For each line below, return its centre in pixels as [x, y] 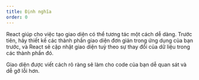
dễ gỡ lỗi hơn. [23, 71]
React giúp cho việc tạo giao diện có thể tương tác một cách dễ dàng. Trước [99, 34]
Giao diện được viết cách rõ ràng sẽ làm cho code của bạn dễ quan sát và [97, 64]
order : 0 [17, 17]
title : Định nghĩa [29, 12]
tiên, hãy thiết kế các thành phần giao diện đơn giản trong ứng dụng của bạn [100, 40]
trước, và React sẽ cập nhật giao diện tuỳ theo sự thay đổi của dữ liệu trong [98, 47]
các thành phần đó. [30, 53]
